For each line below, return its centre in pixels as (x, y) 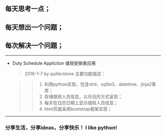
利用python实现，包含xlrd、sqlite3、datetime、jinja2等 (100, 84)
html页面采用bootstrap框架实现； (78, 109)
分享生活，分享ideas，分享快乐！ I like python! (61, 128)
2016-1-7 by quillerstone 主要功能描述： (65, 74)
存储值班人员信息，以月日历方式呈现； (83, 96)
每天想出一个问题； (34, 27)
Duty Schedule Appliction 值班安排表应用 (54, 63)
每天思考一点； (28, 9)
